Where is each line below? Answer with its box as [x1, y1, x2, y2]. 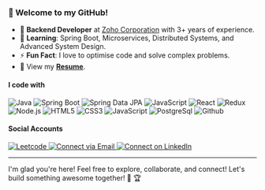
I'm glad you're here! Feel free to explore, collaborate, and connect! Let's [8, 164, 245, 173]
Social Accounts [8, 124, 63, 133]
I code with [8, 80, 46, 89]
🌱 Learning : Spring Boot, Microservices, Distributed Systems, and [19, 33, 234, 43]
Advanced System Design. [19, 42, 106, 51]
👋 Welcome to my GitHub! [8, 7, 109, 18]
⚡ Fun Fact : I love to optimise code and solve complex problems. [19, 50, 230, 60]
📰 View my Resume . [19, 62, 86, 72]
